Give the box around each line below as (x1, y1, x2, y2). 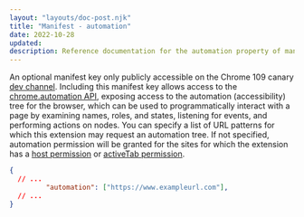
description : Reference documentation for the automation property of (9, 47, 281, 56)
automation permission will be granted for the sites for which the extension (9, 139, 289, 150)
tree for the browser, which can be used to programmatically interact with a (9, 100, 290, 111)
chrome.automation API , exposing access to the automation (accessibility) (9, 91, 287, 102)
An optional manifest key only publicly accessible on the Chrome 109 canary (9, 71, 294, 82)
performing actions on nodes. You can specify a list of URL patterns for (9, 119, 275, 131)
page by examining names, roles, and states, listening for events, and (9, 110, 268, 121)
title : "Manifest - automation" (9, 22, 131, 31)
